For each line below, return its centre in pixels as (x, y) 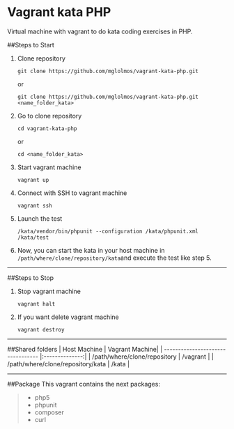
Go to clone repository (49, 116)
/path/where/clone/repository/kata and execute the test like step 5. (115, 258)
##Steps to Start (31, 45)
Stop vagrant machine (49, 291)
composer (49, 412)
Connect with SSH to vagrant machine (72, 193)
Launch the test (40, 218)
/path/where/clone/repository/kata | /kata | (69, 364)
